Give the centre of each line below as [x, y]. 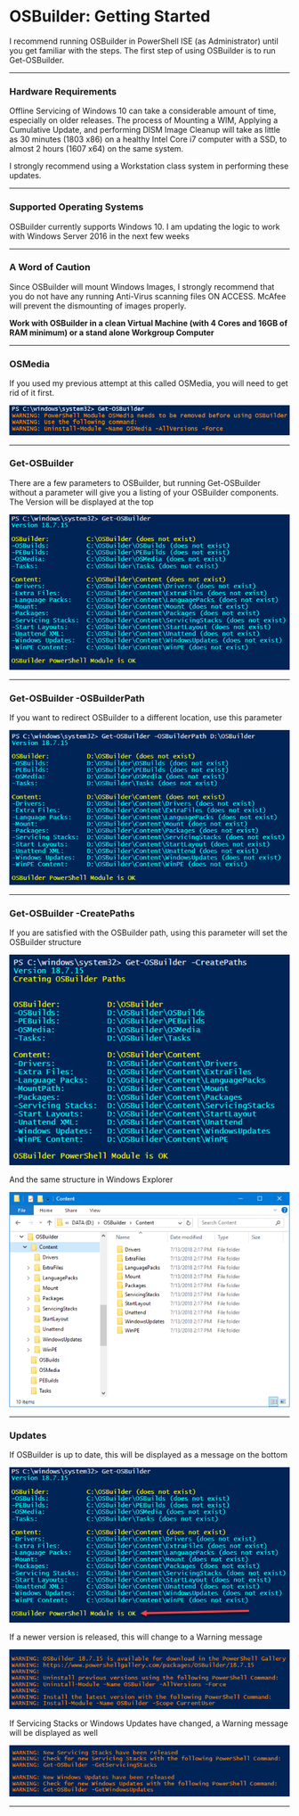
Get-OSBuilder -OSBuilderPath [77, 699]
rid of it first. [32, 393]
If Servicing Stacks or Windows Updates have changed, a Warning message [149, 1723]
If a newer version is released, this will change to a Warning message [136, 1637]
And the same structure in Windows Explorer [91, 1179]
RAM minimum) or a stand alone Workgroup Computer [112, 333]
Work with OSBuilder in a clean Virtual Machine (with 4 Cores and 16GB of [148, 323]
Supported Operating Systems [77, 207]
